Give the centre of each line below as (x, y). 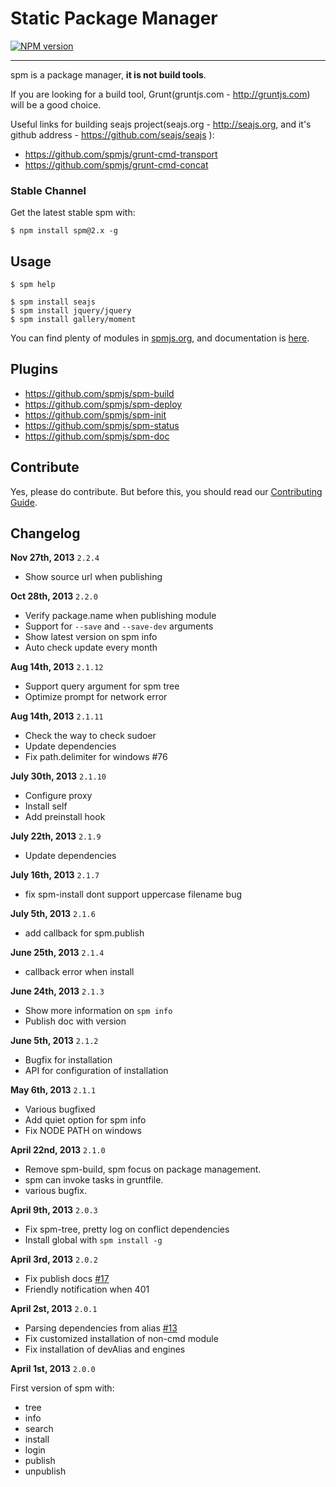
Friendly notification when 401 (87, 1289)
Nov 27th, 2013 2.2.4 (55, 558)
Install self (46, 806)
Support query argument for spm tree (102, 686)
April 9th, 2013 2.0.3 (54, 1210)
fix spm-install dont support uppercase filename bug (133, 894)
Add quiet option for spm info (85, 1120)
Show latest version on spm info (91, 637)
